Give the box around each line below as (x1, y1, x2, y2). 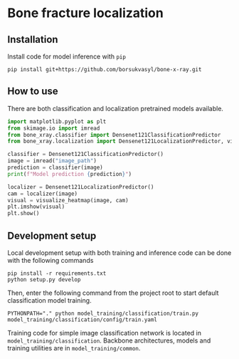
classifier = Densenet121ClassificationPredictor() (7, 151, 164, 158)
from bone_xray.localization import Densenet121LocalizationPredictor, (7, 137, 224, 145)
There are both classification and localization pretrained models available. (7, 104, 224, 113)
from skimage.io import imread (7, 125, 100, 132)
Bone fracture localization (7, 5, 164, 21)
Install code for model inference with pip (7, 52, 127, 61)
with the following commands (7, 256, 94, 264)
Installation (7, 33, 58, 46)
